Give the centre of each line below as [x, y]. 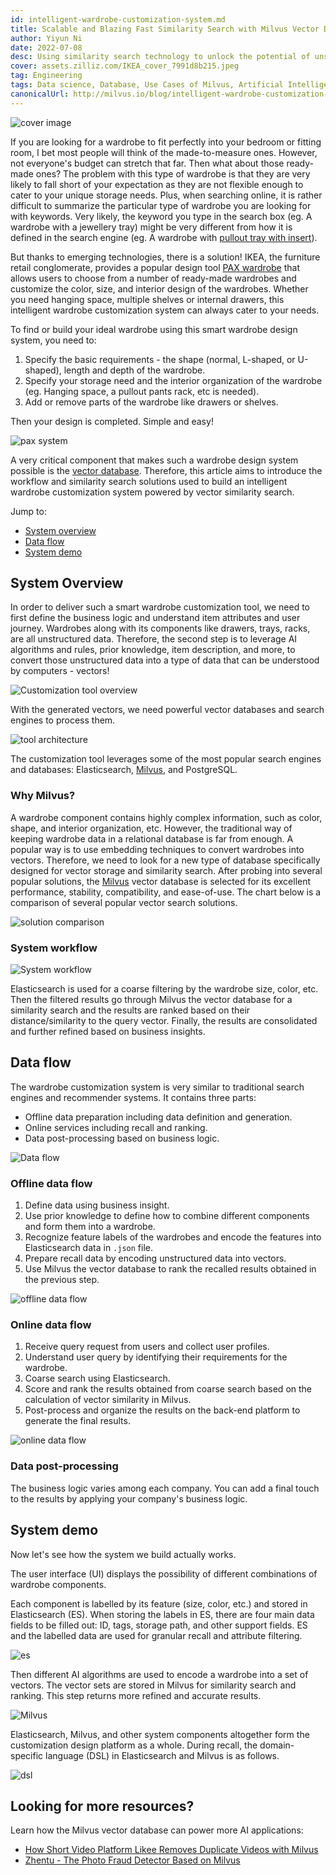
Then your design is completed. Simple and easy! [112, 421]
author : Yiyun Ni [46, 38]
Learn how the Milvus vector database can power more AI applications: [157, 1830]
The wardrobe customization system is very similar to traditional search [157, 1087]
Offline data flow [51, 1183]
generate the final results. [77, 1421]
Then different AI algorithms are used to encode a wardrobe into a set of [159, 1674]
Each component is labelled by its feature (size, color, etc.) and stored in [159, 1603]
